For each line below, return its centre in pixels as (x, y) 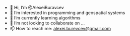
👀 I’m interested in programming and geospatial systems (67, 13)
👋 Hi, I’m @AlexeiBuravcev (37, 8)
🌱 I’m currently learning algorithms (45, 18)
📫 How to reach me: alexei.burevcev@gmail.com (60, 28)
